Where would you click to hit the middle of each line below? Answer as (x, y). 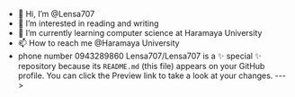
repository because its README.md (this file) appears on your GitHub (141, 66)
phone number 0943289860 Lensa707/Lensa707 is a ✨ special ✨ (140, 56)
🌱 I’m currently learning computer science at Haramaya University (140, 33)
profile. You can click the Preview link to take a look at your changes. (145, 75)
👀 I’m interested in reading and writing (88, 23)
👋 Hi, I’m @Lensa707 (56, 14)
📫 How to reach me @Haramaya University (98, 43)
